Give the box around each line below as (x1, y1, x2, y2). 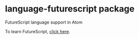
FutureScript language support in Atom (5, 19, 83, 25)
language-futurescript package (5, 3, 135, 14)
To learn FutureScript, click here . (5, 28, 70, 34)
